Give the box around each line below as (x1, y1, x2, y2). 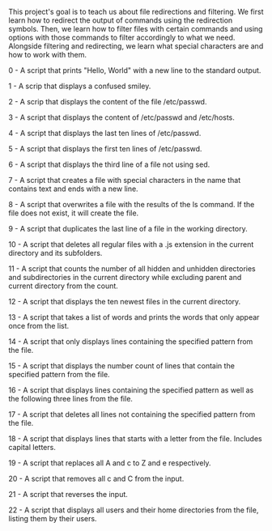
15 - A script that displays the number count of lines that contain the (8, 361, 235, 371)
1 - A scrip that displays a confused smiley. (8, 81, 151, 91)
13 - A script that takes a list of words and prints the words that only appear (8, 312, 260, 322)
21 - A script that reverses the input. (8, 490, 128, 499)
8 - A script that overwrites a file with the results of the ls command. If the (8, 200, 255, 209)
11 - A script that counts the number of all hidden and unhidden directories (8, 264, 257, 274)
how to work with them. (8, 50, 87, 59)
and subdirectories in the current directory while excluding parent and (8, 273, 242, 282)
